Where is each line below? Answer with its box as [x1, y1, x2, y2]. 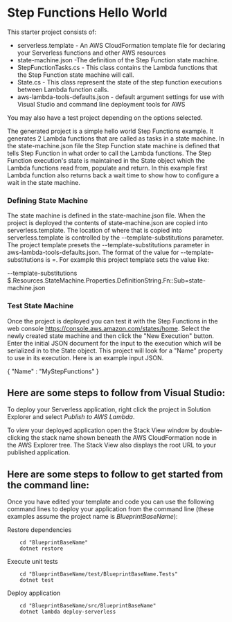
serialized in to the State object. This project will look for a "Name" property [7, 346, 223, 355]
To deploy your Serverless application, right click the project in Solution [7, 405, 211, 414]
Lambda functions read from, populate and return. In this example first [7, 163, 208, 172]
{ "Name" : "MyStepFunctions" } [7, 367, 99, 375]
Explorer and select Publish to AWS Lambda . [7, 413, 135, 421]
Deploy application [7, 589, 61, 597]
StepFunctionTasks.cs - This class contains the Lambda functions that [17, 63, 218, 71]
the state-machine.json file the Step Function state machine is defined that [7, 141, 220, 150]
